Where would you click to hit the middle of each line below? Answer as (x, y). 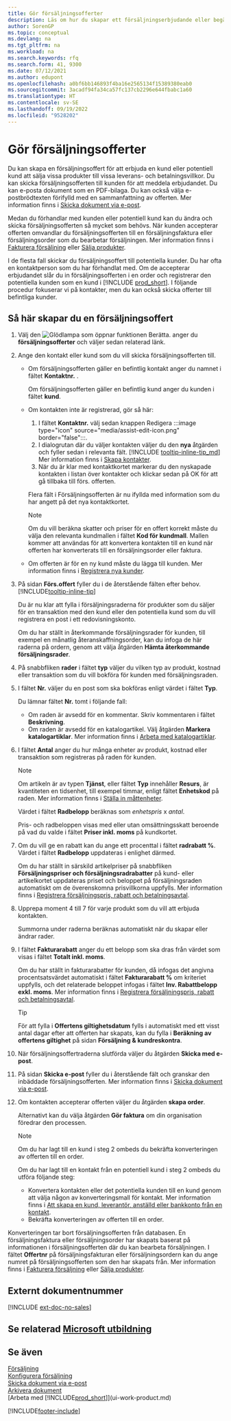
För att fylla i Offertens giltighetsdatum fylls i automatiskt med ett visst (119, 1026)
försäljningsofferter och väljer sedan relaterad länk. (92, 342)
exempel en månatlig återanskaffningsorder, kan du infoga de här (110, 640)
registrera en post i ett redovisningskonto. (77, 619)
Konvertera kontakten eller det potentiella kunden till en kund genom (124, 1191)
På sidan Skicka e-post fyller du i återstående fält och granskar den (113, 1074)
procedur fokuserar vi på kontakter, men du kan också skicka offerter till (110, 289)
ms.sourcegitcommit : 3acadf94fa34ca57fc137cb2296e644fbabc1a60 (100, 90)
